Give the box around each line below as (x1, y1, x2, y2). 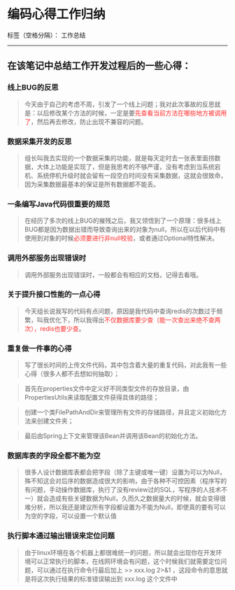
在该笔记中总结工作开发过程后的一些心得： (7, 60, 191, 72)
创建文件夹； (36, 417, 74, 426)
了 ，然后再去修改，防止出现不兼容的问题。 (24, 117, 148, 126)
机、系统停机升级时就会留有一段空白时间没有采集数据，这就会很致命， (24, 171, 227, 179)
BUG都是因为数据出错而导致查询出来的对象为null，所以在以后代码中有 (24, 225, 226, 234)
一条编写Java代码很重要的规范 (7, 199, 111, 209)
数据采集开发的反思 (7, 136, 72, 146)
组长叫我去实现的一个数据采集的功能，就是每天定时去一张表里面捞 (24, 153, 215, 162)
